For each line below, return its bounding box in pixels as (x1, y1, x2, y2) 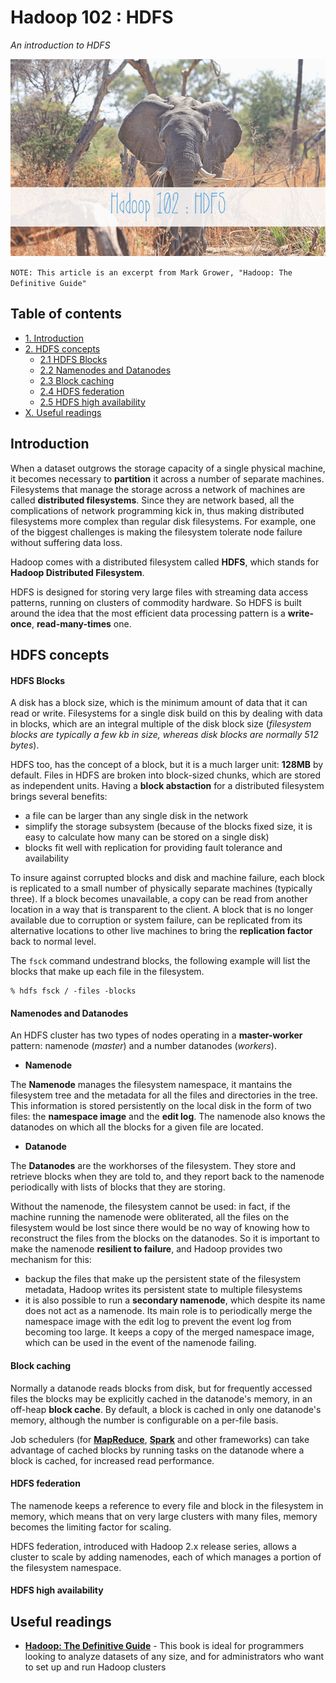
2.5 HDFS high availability (39, 396, 146, 408)
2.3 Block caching (39, 374, 115, 386)
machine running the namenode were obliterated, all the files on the (10, 1211, 290, 1223)
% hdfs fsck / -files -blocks (10, 986, 137, 996)
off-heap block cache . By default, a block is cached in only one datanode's (10, 1403, 322, 1415)
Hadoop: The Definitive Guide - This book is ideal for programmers (24, 1640, 305, 1652)
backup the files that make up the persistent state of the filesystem (24, 1273, 301, 1285)
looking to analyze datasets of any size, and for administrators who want (24, 1651, 325, 1663)
